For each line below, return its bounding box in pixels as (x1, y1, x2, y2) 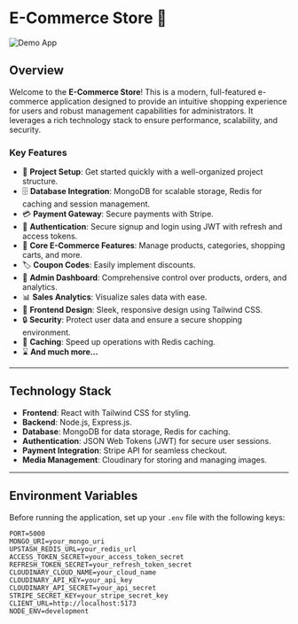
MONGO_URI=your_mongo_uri (9, 536, 105, 546)
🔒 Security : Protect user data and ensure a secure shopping (21, 315, 242, 325)
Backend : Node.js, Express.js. (21, 417, 133, 427)
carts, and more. (21, 250, 82, 261)
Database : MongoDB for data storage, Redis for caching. (21, 425, 231, 437)
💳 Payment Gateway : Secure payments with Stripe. (21, 208, 215, 220)
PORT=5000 (9, 529, 46, 538)
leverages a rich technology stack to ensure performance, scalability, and (9, 114, 278, 125)
